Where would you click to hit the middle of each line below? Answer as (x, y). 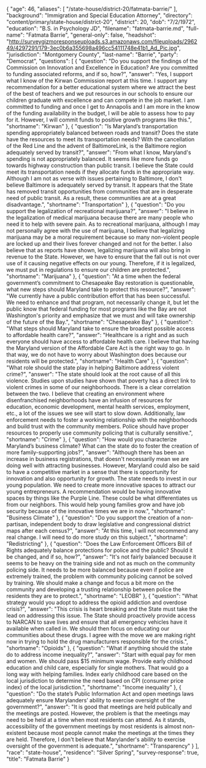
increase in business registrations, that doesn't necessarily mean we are (98, 459)
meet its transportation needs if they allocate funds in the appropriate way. (101, 172)
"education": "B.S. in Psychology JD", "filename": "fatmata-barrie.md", (96, 28)
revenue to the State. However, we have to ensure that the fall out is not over (103, 257)
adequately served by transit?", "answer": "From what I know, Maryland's (99, 152)
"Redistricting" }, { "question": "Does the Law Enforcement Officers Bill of (99, 544)
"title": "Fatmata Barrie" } (38, 759)
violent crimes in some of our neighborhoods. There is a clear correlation (99, 387)
